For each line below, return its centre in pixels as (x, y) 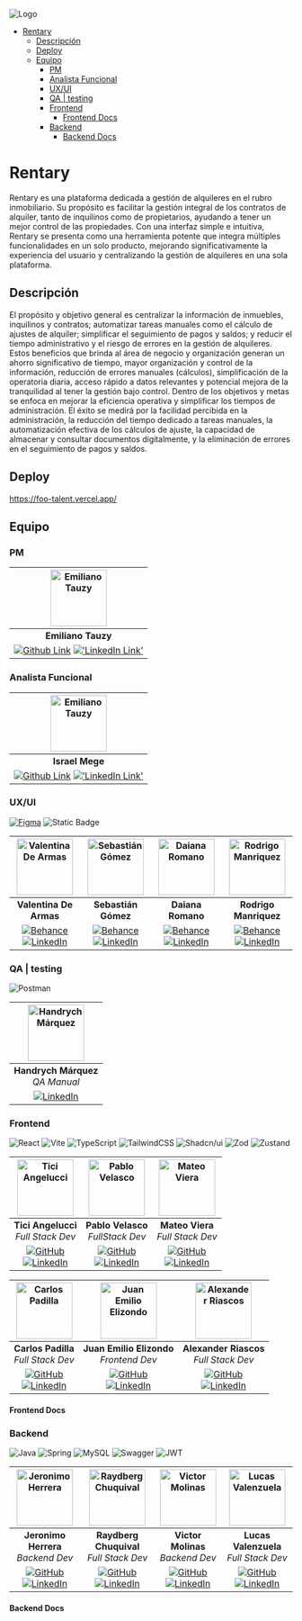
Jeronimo (44, 1535)
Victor (188, 1535)
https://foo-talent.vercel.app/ (63, 499)
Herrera (45, 1546)
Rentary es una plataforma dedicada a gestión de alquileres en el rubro (141, 197)
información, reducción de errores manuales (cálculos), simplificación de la (149, 372)
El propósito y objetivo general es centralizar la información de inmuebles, (147, 314)
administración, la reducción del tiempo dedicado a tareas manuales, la (141, 419)
